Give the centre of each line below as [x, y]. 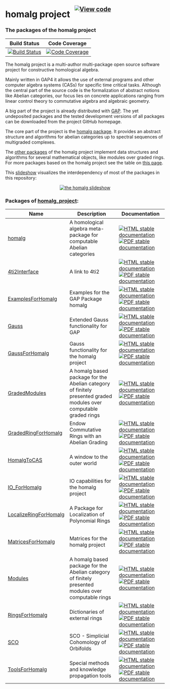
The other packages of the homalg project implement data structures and [82, 152]
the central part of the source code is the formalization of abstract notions [82, 90]
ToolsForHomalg [27, 669]
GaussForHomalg [29, 353]
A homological [86, 222]
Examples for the [89, 292]
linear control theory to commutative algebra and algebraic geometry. [78, 101]
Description [92, 213]
